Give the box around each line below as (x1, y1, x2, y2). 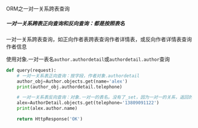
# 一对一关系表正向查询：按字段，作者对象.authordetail (16, 73, 140, 78)
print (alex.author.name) (16, 106, 78, 111)
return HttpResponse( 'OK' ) (16, 116, 83, 122)
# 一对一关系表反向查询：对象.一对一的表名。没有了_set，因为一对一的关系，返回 (16, 94, 189, 100)
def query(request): (6, 67, 57, 73)
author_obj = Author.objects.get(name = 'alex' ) (16, 78, 128, 84)
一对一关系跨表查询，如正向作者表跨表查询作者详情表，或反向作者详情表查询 (6, 35, 192, 42)
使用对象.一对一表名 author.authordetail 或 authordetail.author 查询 (6, 55, 170, 63)
